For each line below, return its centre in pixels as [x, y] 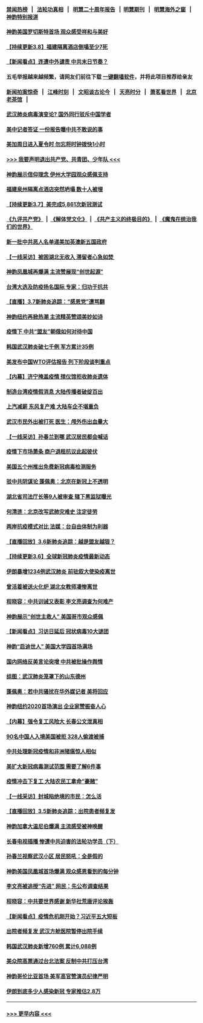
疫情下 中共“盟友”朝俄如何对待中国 [50, 332]
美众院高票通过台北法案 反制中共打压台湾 [57, 961]
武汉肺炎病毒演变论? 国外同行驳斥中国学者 [59, 114]
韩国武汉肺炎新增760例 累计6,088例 [51, 946]
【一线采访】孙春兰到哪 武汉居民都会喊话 [57, 437]
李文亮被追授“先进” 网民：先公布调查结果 [57, 886]
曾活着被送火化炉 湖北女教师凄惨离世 [52, 586]
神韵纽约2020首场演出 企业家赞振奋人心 [56, 706]
